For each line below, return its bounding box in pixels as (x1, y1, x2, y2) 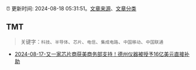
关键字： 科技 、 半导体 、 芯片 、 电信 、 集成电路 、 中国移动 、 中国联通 (20, 38, 164, 45)
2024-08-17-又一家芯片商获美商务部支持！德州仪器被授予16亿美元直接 (14, 50, 185, 57)
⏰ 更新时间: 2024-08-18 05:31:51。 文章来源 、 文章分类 (6, 5, 136, 12)
